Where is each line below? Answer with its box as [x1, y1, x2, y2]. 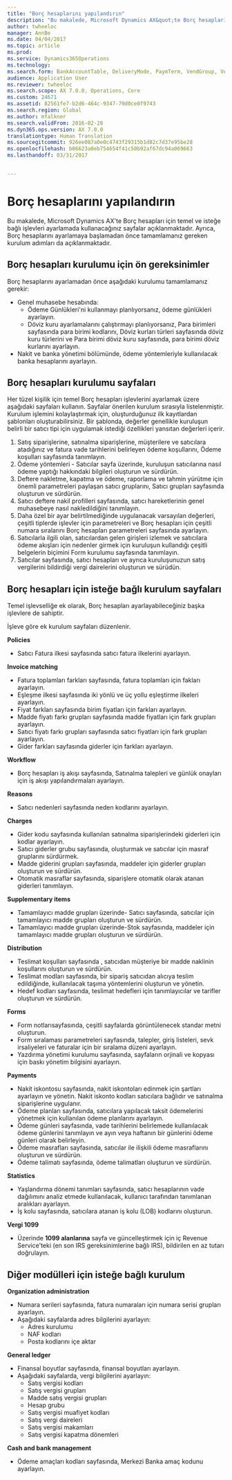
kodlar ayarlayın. [17, 837, 65, 846]
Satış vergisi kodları [27, 1379, 84, 1387]
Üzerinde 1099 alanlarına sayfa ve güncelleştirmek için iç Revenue [17, 1234, 208, 1242]
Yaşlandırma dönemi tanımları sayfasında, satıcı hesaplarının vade [17, 1185, 205, 1193]
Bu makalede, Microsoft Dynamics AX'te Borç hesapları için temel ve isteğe [7, 216, 221, 225]
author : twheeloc [7, 23, 57, 30]
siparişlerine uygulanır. [17, 1099, 82, 1108]
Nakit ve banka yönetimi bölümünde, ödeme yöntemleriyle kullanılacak [17, 349, 218, 357]
